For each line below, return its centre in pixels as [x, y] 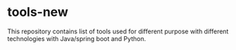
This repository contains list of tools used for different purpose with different [118, 31]
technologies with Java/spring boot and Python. [77, 38]
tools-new [38, 12]
